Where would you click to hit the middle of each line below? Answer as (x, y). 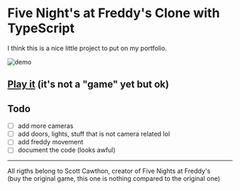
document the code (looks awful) (66, 150)
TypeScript (41, 28)
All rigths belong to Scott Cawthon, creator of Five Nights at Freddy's (109, 171)
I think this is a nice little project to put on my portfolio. (87, 48)
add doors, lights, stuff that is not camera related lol (94, 134)
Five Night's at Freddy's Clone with (114, 13)
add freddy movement (50, 142)
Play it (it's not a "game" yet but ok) (88, 85)
